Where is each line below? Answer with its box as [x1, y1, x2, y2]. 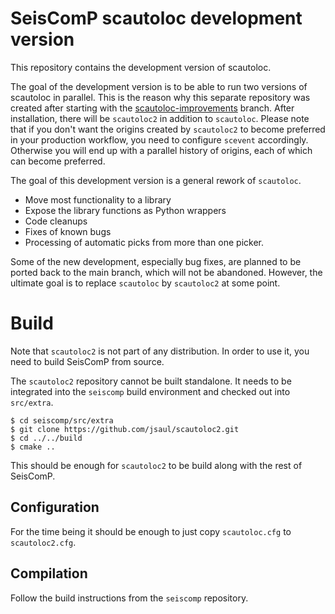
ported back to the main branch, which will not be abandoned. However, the [10, 266, 323, 278]
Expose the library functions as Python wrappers [24, 204, 227, 216]
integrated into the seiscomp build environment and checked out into [10, 385, 291, 397]
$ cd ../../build [10, 433, 83, 443]
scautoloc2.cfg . [10, 536, 77, 548]
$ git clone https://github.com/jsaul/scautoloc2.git [10, 424, 240, 434]
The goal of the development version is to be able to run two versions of [10, 80, 308, 92]
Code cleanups [24, 215, 88, 227]
